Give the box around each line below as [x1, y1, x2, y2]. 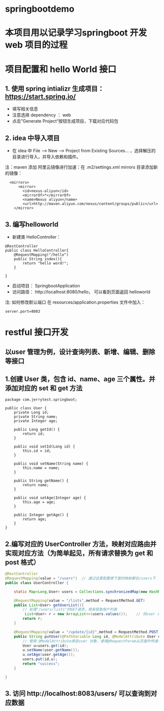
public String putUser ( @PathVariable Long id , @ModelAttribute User [14, 634, 156, 639]
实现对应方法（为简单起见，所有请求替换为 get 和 [5, 549, 153, 557]
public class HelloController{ [5, 248, 69, 253]
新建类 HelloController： [12, 234, 61, 240]
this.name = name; [22, 466, 60, 470]
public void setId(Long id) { [14, 444, 76, 449]
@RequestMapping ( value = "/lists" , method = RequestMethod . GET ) [14, 598, 145, 603]
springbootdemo [5, 3, 75, 15]
